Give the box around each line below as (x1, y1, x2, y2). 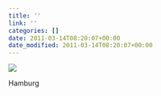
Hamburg (8, 78, 40, 88)
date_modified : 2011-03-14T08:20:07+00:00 (8, 42, 153, 50)
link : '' (8, 19, 38, 27)
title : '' (8, 11, 42, 20)
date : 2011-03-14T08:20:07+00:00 (8, 34, 121, 42)
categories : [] (8, 26, 60, 34)
